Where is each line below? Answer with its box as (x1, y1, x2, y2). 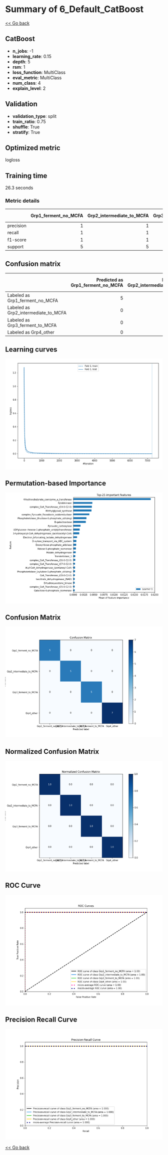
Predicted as (96, 277, 123, 283)
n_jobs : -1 (12, 48, 33, 54)
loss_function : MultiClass (12, 69, 66, 75)
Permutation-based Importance (5, 479, 106, 487)
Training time (5, 172, 47, 180)
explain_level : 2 (12, 85, 46, 91)
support (7, 243, 24, 249)
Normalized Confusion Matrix (5, 747, 99, 756)
